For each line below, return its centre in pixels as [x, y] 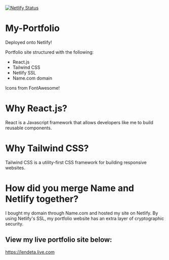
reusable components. [29, 128]
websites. [15, 168]
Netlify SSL [24, 72]
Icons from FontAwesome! [32, 88]
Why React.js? [36, 108]
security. [14, 224]
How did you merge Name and [70, 188]
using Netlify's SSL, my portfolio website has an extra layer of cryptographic [85, 218]
